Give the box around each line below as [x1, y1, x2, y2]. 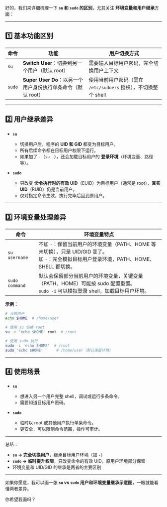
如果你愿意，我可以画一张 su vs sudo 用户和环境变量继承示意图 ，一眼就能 [5, 480, 155, 486]
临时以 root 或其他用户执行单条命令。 [19, 420, 96, 426]
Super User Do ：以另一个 [22, 76, 83, 83]
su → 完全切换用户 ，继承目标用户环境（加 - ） [12, 452, 105, 458]
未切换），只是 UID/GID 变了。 [38, 249, 108, 255]
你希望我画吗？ [5, 497, 36, 503]
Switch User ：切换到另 [22, 59, 78, 66]
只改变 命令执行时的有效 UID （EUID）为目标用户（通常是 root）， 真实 [19, 180, 161, 186]
